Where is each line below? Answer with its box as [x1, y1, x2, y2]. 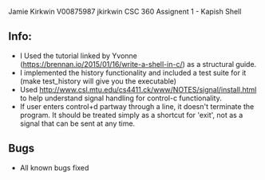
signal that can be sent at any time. [19, 119, 136, 128]
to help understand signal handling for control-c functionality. [19, 93, 222, 103]
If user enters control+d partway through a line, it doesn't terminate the [19, 101, 255, 111]
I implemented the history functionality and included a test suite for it [19, 68, 247, 77]
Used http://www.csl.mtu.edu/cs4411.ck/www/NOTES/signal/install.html [19, 84, 257, 94]
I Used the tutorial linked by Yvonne [19, 51, 138, 61]
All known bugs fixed [19, 162, 89, 172]
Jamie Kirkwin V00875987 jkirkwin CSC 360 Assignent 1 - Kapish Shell [8, 7, 242, 16]
